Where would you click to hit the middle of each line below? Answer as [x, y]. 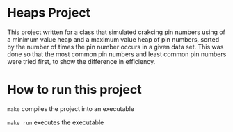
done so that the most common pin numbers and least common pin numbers [117, 54]
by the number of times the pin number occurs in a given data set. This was [115, 47]
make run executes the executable [56, 122]
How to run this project [75, 90]
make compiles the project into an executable [71, 108]
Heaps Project [49, 13]
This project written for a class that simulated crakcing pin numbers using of [116, 32]
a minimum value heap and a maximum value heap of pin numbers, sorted [113, 39]
